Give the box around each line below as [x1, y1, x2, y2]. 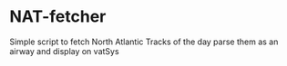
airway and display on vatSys [9, 45, 120, 56]
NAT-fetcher [9, 6, 107, 27]
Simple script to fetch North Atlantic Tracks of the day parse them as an [9, 36, 279, 47]
